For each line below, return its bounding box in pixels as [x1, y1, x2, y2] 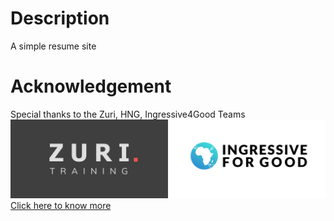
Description [10, 7, 110, 30]
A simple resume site [10, 40, 97, 52]
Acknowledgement [10, 75, 172, 98]
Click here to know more [10, 199, 112, 211]
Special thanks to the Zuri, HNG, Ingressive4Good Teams [10, 108, 246, 120]
